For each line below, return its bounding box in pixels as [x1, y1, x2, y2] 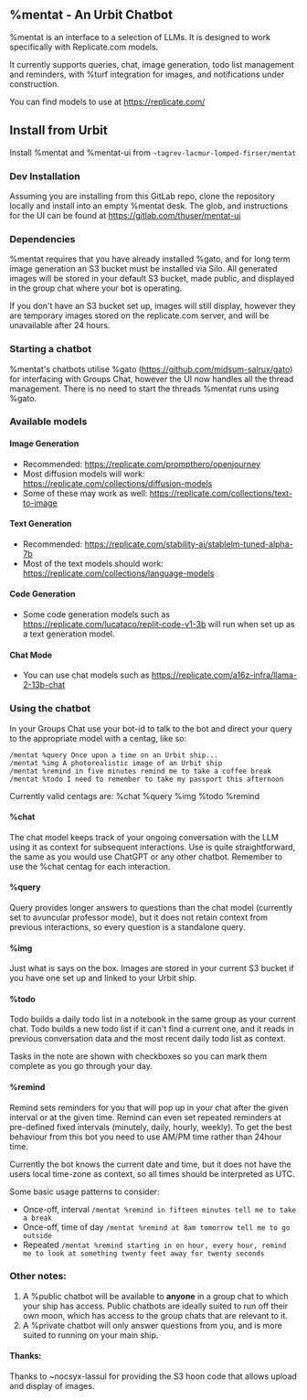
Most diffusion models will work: [22, 468, 145, 479]
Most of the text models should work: [22, 558, 164, 569]
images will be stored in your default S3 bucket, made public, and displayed [9, 273, 295, 284]
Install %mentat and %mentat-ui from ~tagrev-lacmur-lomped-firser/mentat [9, 146, 297, 158]
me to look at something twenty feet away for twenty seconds [22, 1248, 265, 1258]
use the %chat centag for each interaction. [9, 860, 171, 871]
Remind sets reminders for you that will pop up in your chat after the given [9, 1102, 289, 1113]
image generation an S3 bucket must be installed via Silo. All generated [9, 263, 278, 274]
